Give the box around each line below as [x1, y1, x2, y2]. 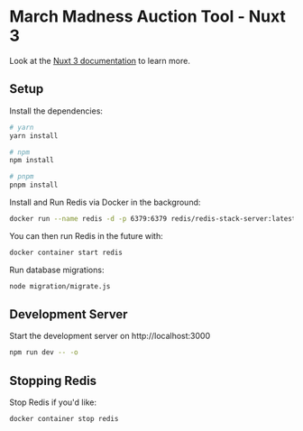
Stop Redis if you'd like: [9, 397, 97, 408]
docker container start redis [9, 248, 124, 257]
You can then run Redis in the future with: [9, 230, 164, 241]
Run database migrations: [9, 264, 105, 275]
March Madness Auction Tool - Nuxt [9, 6, 287, 27]
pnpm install [9, 180, 59, 190]
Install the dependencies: [9, 105, 104, 116]
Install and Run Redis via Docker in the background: [9, 197, 201, 207]
